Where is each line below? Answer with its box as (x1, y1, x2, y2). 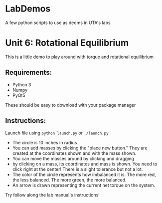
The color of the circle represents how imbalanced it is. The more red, (12, 171, 156, 177)
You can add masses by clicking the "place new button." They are (12, 145, 148, 151)
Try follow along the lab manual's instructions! (5, 191, 100, 198)
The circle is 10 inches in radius (12, 139, 77, 145)
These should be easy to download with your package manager (5, 102, 136, 108)
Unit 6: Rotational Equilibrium (5, 37, 129, 49)
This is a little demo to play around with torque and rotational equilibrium (5, 54, 154, 60)
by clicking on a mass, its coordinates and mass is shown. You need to (12, 161, 158, 167)
